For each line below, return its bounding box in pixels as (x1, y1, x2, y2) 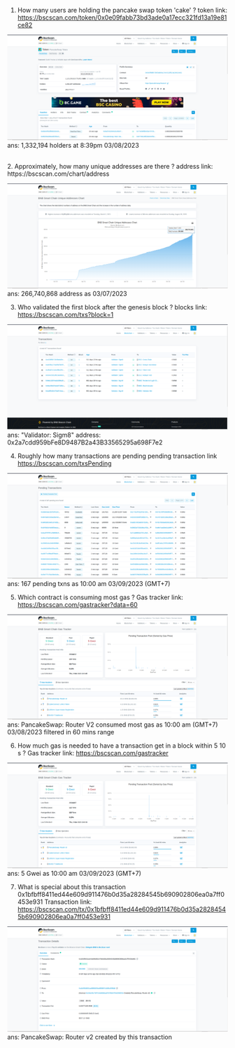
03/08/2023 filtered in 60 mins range (7, 728, 115, 736)
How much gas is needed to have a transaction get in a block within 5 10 (17, 741, 226, 750)
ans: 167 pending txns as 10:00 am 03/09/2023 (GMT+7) (7, 579, 171, 587)
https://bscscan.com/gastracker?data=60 (17, 600, 138, 608)
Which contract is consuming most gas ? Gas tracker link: (17, 593, 184, 601)
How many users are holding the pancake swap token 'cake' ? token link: (17, 6, 227, 14)
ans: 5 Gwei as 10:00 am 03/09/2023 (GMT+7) (7, 869, 142, 878)
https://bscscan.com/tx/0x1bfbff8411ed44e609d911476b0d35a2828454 (17, 905, 226, 914)
